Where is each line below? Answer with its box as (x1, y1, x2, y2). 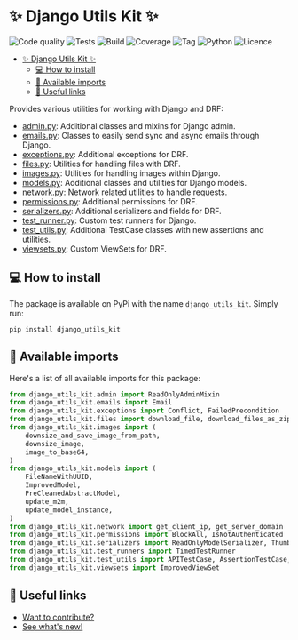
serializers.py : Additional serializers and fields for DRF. (21, 205, 222, 216)
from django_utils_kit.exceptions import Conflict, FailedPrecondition (9, 406, 279, 415)
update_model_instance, (25, 505, 114, 515)
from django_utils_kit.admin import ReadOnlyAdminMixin (9, 389, 220, 399)
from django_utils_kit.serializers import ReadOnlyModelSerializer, (9, 539, 268, 548)
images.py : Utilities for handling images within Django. (21, 167, 221, 179)
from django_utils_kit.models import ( (9, 464, 157, 473)
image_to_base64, (25, 447, 90, 457)
